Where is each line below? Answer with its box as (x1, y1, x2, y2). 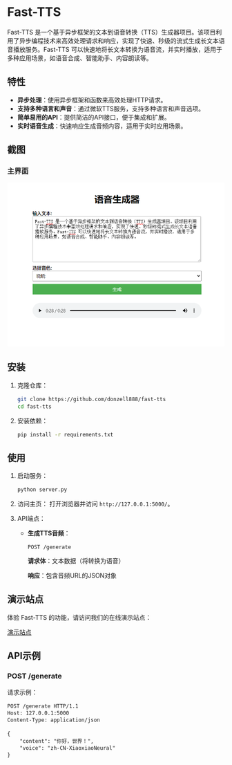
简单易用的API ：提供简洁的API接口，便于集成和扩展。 (17, 113, 171, 121)
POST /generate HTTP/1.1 (7, 703, 79, 710)
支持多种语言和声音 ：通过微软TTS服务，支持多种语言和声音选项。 (17, 104, 205, 113)
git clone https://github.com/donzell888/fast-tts (17, 396, 166, 403)
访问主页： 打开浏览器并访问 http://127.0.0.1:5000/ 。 (17, 499, 174, 508)
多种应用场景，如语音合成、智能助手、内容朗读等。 (7, 53, 153, 62)
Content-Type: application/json (7, 717, 100, 723)
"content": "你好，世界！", (19, 737, 95, 744)
